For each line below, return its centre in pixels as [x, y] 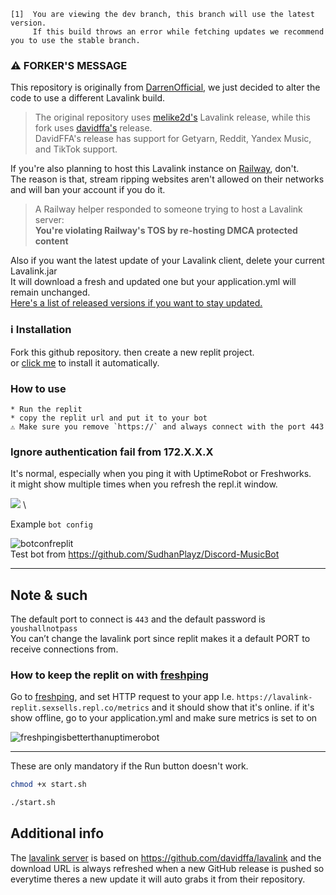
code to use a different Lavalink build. [88, 98]
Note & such [49, 595]
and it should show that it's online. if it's [233, 707]
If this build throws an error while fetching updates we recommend [178, 32]
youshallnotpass [44, 629]
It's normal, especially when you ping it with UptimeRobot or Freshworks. [161, 474]
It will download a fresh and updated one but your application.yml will [153, 282]
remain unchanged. [50, 292]
